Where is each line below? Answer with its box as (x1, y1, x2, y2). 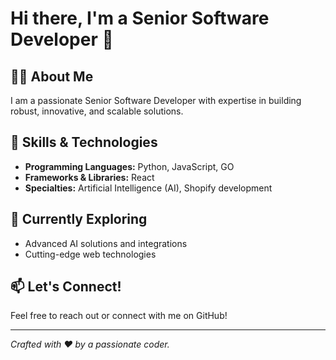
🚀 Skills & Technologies (10, 134, 158, 151)
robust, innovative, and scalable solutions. (10, 105, 184, 117)
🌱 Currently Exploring (10, 211, 148, 228)
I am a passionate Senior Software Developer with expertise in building (10, 95, 302, 106)
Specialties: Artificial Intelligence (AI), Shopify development (24, 182, 273, 194)
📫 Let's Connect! (10, 278, 122, 296)
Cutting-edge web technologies (24, 248, 157, 260)
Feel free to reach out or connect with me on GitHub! (10, 310, 228, 322)
